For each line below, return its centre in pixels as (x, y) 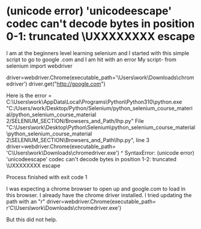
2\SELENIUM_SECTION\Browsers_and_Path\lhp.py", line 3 (78, 140)
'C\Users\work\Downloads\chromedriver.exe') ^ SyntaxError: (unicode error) (100, 153)
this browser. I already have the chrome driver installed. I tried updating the (99, 195)
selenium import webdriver (40, 66)
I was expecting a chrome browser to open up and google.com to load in (96, 189)
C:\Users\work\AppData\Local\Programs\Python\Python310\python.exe (94, 102)
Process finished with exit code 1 (47, 177)
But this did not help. (32, 219)
